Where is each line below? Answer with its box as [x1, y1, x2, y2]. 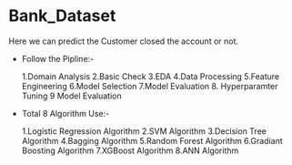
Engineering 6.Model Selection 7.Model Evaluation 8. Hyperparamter [21, 80, 278, 91]
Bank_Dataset [8, 5, 116, 26]
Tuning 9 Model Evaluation [21, 90, 122, 101]
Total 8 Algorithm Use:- [21, 108, 110, 119]
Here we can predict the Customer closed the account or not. [8, 36, 238, 46]
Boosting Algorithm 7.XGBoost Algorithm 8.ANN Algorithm [21, 145, 239, 156]
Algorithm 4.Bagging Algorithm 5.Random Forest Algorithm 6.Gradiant [21, 135, 283, 146]
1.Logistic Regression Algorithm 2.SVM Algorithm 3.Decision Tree [21, 125, 267, 137]
